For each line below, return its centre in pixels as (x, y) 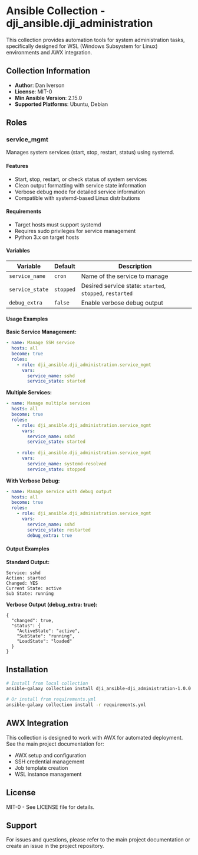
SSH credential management (49, 762)
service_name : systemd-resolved (67, 464)
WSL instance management (48, 774)
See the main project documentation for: (55, 744)
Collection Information (48, 71)
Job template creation (41, 767)
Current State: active (34, 588)
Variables (18, 251)
